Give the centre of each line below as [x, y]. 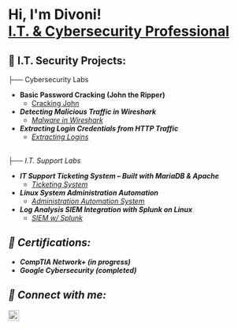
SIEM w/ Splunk [57, 218]
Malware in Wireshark [67, 120]
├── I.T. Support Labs [45, 161]
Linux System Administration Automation [89, 193]
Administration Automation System [88, 201]
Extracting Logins [60, 137]
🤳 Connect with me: [57, 295]
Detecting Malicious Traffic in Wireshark [87, 112]
